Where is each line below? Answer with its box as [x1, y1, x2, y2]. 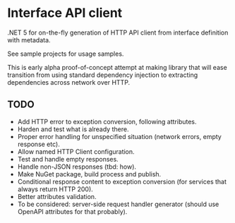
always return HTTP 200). [17, 185, 93, 193]
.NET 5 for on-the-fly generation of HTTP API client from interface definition [7, 28, 229, 37]
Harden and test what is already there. [17, 125, 129, 133]
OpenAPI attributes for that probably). [17, 207, 128, 216]
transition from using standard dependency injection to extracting [7, 71, 198, 79]
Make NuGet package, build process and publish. [17, 169, 162, 178]
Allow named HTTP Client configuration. [17, 147, 135, 156]
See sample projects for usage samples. [7, 49, 124, 58]
